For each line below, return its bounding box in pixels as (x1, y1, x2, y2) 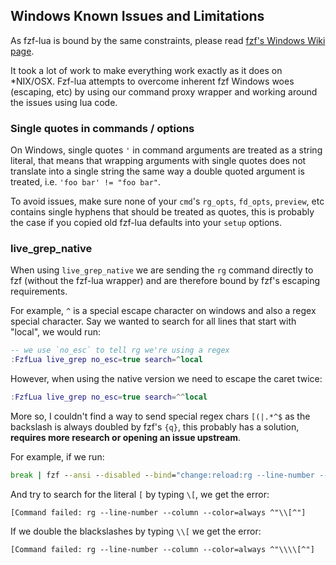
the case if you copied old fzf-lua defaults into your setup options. (10, 217, 282, 229)
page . (10, 45, 35, 57)
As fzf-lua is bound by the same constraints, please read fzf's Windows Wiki (10, 34, 326, 46)
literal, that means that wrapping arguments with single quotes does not (10, 155, 307, 167)
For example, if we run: (10, 451, 105, 463)
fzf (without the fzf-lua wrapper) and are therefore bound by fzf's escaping (10, 275, 321, 287)
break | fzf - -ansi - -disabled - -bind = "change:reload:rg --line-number (10, 470, 315, 481)
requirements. (10, 285, 68, 298)
